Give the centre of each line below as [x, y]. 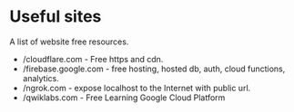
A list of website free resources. [69, 42]
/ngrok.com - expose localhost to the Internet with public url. [137, 88]
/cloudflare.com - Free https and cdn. [93, 59]
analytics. [41, 78]
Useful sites [56, 17]
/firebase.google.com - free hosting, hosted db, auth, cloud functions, [154, 69]
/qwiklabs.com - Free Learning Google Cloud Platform [124, 98]
